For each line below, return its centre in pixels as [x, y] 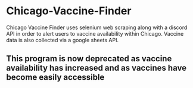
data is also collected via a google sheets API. [63, 40]
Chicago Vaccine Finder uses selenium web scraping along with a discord [97, 27]
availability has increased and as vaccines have [96, 68]
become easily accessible [55, 78]
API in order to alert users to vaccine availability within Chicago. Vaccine [95, 33]
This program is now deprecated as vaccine [89, 59]
